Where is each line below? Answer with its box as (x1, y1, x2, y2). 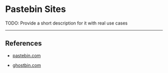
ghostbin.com (12, 62, 41, 68)
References (5, 39, 42, 48)
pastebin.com (12, 52, 41, 58)
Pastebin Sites (5, 3, 66, 15)
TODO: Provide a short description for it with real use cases (5, 20, 128, 26)
